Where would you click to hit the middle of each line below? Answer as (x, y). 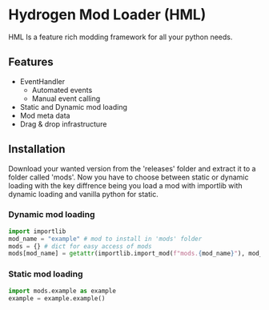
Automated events (62, 90)
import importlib (37, 231)
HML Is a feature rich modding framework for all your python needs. (120, 37)
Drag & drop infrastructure (63, 124)
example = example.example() (57, 298)
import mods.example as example (62, 291)
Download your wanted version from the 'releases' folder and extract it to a (132, 168)
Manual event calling (66, 99)
